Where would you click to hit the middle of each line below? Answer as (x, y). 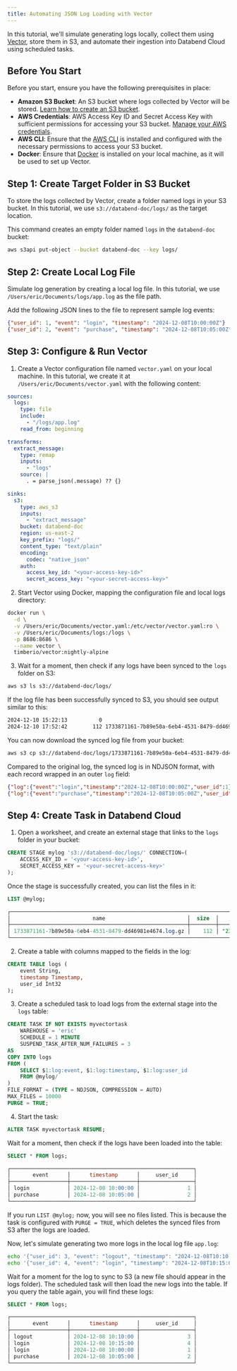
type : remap (37, 455)
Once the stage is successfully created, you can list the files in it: (102, 886)
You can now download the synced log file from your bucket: (96, 740)
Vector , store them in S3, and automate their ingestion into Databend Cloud (116, 41)
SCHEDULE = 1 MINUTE (50, 1037)
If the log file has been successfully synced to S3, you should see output (113, 700)
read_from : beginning (51, 429)
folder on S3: (36, 674)
